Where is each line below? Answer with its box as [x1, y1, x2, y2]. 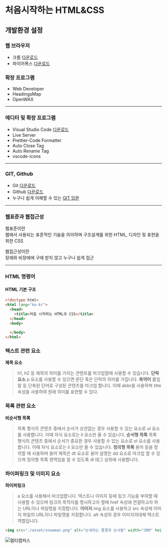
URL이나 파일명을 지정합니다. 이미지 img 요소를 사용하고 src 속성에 [22, 505, 153, 511]
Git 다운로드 [12, 182, 36, 188]
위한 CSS [5, 238, 23, 244]
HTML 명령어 [5, 273, 36, 280]
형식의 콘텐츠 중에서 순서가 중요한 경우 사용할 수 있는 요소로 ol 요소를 [17, 438, 151, 443]
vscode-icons [12, 153, 41, 159]
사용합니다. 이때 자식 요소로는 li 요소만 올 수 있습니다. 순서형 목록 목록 [22, 432, 157, 438]
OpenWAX [12, 97, 34, 103]
